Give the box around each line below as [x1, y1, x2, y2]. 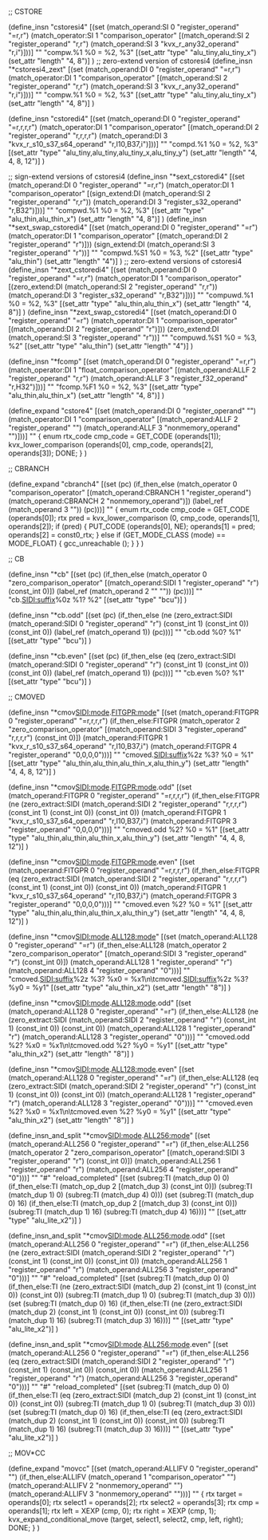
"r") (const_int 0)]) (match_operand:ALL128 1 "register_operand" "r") [8, 957, 233, 967]
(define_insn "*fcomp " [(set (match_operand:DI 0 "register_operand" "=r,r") [8, 356, 257, 366]
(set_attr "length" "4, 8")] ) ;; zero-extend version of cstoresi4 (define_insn [8, 56, 253, 65]
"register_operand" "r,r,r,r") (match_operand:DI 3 [8, 131, 168, 140]
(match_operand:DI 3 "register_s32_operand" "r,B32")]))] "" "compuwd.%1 [8, 290, 254, 300]
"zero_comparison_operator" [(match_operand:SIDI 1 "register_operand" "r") [8, 578, 259, 587]
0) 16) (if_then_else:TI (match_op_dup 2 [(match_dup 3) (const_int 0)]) [8, 1199, 238, 1207]
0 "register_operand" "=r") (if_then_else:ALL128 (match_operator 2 [8, 940, 227, 950]
